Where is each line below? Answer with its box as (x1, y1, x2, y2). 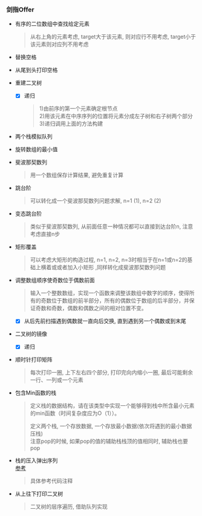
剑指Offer (6, 5, 34, 13)
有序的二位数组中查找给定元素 (15, 20, 90, 28)
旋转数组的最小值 (15, 146, 58, 153)
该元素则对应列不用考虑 (30, 41, 89, 48)
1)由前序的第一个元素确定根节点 (39, 105, 118, 113)
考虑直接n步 (30, 230, 60, 238)
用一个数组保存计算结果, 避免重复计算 (30, 171, 124, 179)
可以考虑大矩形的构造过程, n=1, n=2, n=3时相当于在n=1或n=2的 (30, 256, 187, 264)
